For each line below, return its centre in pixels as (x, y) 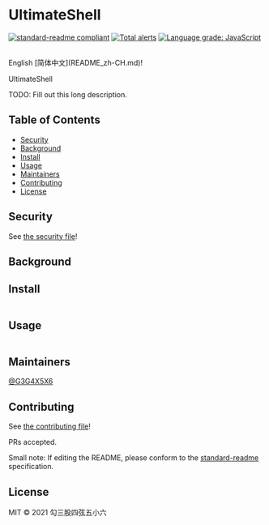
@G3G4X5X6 (31, 382)
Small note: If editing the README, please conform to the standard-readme (134, 458)
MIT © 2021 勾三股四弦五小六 (58, 513)
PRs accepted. (33, 442)
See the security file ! (43, 236)
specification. (31, 467)
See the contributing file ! (50, 426)
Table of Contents (55, 120)
